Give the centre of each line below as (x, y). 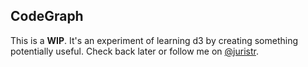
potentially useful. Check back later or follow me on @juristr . (134, 51)
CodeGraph (47, 16)
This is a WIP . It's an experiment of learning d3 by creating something (154, 40)
